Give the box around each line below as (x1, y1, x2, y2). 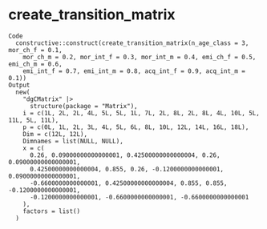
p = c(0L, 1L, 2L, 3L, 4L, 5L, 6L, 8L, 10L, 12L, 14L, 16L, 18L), (22, 123, 249, 131)
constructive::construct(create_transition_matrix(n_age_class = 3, (15, 38, 249, 47)
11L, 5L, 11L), (8, 116, 59, 124)
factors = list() (22, 207, 81, 215)
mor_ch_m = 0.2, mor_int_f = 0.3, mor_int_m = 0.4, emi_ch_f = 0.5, (22, 53, 257, 61)
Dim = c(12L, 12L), (22, 130, 88, 138)
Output (8, 81, 30, 89)
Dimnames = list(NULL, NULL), (22, 137, 124, 145)
